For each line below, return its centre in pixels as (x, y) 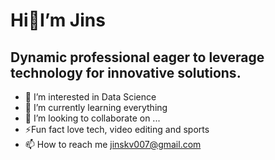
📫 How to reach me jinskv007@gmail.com (113, 144)
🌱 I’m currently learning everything (96, 107)
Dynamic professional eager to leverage (137, 57)
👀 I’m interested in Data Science (90, 97)
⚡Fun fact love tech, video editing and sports (117, 129)
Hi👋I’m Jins (58, 20)
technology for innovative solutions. (126, 72)
